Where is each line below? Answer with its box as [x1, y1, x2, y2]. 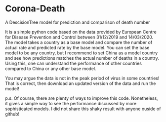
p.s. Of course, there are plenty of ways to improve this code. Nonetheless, [5, 95, 158, 101]
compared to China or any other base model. [5, 65, 96, 72]
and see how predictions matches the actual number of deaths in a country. [5, 55, 159, 61]
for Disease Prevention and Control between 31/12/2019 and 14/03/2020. [5, 34, 154, 40]
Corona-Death [5, 3, 65, 14]
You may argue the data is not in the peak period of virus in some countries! [5, 75, 160, 81]
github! [5, 111, 20, 117]
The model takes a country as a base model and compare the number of [5, 39, 153, 45]
